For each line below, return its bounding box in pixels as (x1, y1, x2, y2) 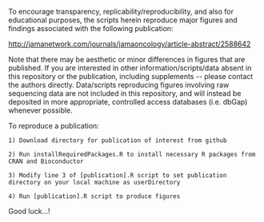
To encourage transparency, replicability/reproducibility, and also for (8, 7, 234, 16)
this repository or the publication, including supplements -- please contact (8, 72, 254, 81)
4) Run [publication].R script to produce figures (8, 192, 181, 200)
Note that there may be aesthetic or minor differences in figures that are (8, 55, 246, 64)
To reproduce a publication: (8, 121, 100, 130)
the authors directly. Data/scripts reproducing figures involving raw (8, 80, 230, 89)
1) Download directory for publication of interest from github (8, 137, 227, 145)
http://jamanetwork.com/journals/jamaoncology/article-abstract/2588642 (8, 39, 251, 49)
